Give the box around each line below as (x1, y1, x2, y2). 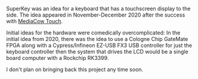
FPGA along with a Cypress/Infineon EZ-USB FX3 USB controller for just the (6, 42, 193, 49)
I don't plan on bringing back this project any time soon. (6, 66, 144, 73)
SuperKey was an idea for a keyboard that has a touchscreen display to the (6, 5, 191, 12)
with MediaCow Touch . (6, 18, 63, 24)
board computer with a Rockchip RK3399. (6, 55, 109, 61)
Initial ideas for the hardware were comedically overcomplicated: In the (6, 29, 181, 36)
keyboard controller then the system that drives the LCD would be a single (6, 48, 189, 55)
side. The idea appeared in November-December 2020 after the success (6, 11, 185, 18)
